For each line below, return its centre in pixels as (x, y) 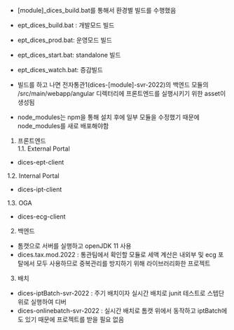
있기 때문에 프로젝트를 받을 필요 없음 (75, 319)
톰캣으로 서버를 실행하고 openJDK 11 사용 (74, 246)
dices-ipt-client (40, 189)
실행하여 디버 (48, 302)
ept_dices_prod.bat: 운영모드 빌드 (64, 40)
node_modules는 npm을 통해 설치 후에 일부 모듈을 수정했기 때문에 (108, 117)
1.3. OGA (20, 203)
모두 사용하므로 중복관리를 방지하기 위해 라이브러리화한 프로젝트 (123, 263)
